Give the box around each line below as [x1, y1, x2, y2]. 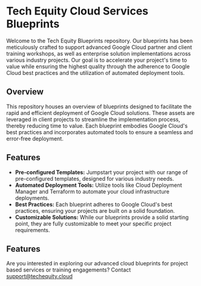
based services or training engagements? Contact [6, 266, 131, 273]
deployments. [15, 194, 50, 201]
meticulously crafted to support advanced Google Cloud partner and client [6, 44, 193, 51]
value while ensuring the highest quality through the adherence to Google [6, 62, 190, 70]
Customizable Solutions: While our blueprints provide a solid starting [15, 213, 189, 221]
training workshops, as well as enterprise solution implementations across [6, 50, 191, 57]
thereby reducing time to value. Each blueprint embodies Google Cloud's [6, 122, 188, 129]
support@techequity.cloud [6, 273, 73, 280]
